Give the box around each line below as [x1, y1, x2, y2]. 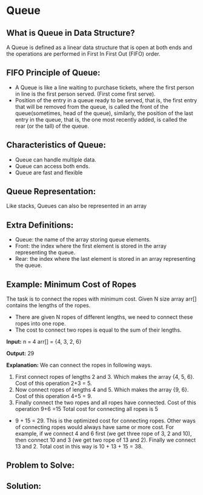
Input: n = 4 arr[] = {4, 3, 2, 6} [6, 338, 82, 346]
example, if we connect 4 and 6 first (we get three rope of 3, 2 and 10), [15, 430, 192, 438]
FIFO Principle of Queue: [6, 68, 101, 78]
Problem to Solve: [6, 461, 75, 471]
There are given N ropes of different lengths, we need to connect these [15, 313, 193, 321]
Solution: [6, 480, 41, 491]
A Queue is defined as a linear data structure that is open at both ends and [6, 44, 193, 51]
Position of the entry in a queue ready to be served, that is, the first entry [15, 96, 198, 103]
